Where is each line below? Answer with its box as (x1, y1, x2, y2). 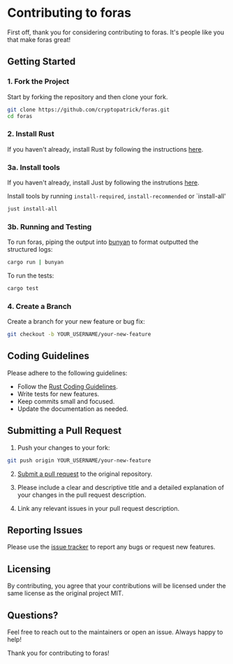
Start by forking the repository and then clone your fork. (7, 92, 169, 101)
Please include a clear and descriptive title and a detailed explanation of (17, 483, 225, 491)
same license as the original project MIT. (7, 589, 124, 598)
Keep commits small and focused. (17, 397, 115, 405)
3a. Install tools (7, 162, 61, 172)
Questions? (7, 609, 59, 621)
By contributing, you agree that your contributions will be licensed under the (7, 582, 227, 590)
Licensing (7, 563, 51, 575)
